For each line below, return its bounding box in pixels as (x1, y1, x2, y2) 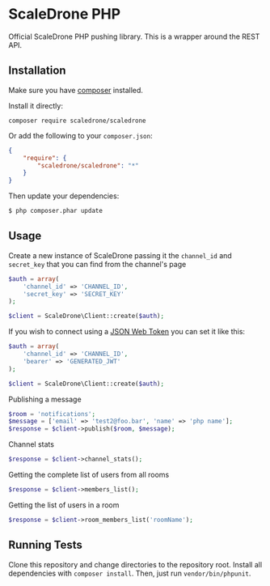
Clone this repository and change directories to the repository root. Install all (8, 559, 263, 569)
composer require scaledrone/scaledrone (8, 117, 147, 125)
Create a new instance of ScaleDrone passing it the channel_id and (8, 250, 232, 260)
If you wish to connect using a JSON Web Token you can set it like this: (8, 327, 245, 337)
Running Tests (8, 538, 82, 552)
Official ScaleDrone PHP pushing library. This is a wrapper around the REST (8, 32, 260, 41)
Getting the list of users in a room (8, 499, 120, 510)
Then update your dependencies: (8, 191, 120, 201)
